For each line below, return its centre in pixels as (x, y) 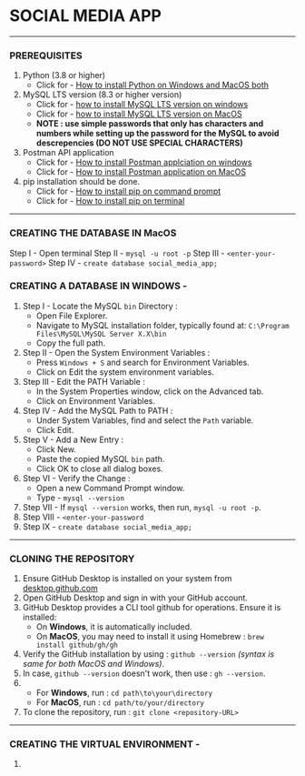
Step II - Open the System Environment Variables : (116, 352)
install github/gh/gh (77, 645)
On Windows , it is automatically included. (114, 627)
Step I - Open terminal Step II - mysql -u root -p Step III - (117, 253)
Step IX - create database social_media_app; (107, 526)
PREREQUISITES (46, 55)
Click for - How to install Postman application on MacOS (141, 172)
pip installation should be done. (81, 182)
